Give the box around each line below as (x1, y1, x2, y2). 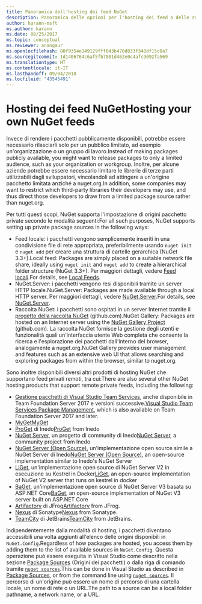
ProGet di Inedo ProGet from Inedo (14, 425, 100, 433)
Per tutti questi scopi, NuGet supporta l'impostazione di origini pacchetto (6, 211, 187, 218)
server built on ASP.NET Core (14, 496, 88, 503)
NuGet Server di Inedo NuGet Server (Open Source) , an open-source (14, 451, 185, 459)
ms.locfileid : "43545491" (6, 76, 71, 82)
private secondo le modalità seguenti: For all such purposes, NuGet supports (6, 217, 195, 224)
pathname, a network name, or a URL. (6, 591, 100, 598)
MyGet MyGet (14, 419, 49, 426)
